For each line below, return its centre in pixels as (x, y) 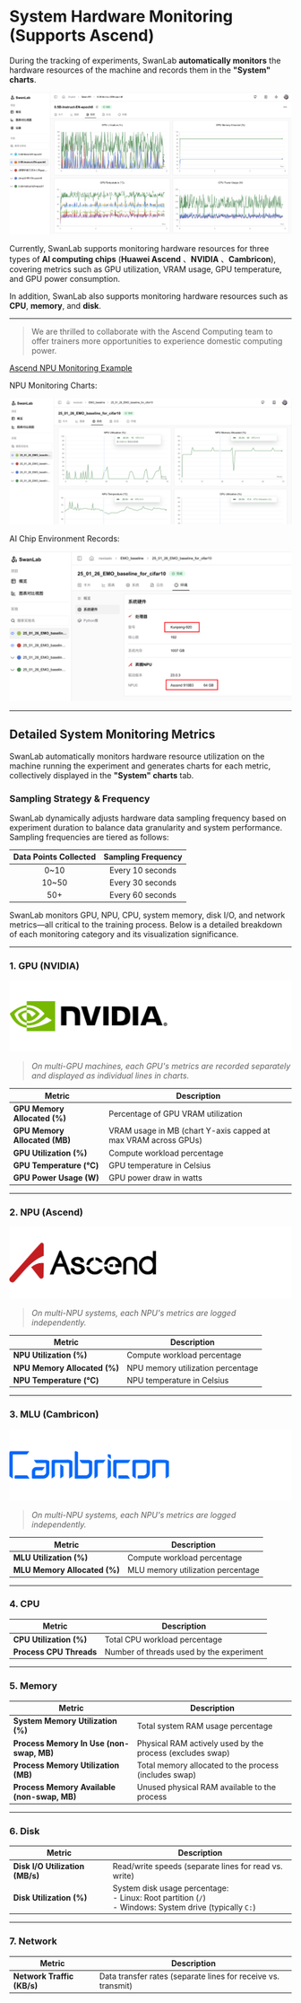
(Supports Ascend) (82, 35)
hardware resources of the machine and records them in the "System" (140, 70)
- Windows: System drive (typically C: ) (185, 1907)
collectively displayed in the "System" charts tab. (102, 775)
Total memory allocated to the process (208, 1765)
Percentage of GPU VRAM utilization (176, 1113)
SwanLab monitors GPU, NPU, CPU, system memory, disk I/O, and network (147, 915)
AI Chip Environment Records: (64, 539)
